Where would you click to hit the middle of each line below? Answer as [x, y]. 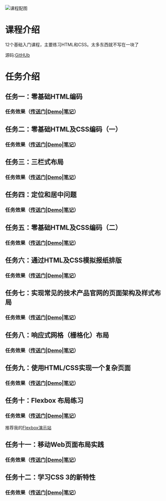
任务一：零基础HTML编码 [44, 96]
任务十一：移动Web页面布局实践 [55, 445]
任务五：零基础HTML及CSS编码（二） [63, 228]
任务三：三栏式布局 [34, 162]
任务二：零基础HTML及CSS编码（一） [63, 129]
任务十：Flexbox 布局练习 [44, 401]
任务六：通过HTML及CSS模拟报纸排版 [63, 261]
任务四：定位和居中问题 [41, 195]
